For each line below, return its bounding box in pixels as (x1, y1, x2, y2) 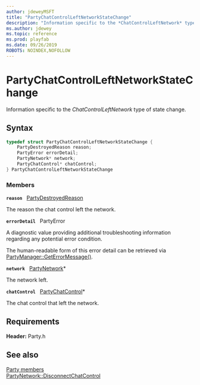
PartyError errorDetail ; (17, 150, 79, 156)
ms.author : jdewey (6, 25, 52, 32)
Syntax (6, 123, 33, 133)
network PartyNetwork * (6, 265, 67, 272)
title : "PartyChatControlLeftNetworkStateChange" (6, 14, 132, 20)
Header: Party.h (6, 332, 46, 340)
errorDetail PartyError (6, 217, 65, 224)
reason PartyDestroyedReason (6, 195, 83, 202)
